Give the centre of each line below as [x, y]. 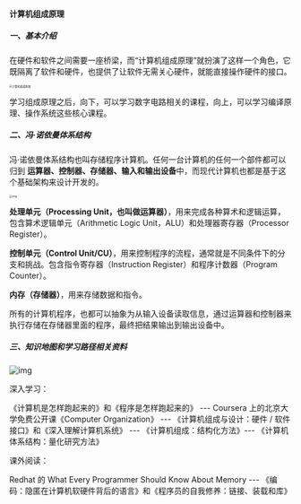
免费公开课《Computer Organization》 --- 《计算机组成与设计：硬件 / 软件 [154, 419]
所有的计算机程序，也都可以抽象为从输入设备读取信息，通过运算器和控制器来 [150, 313]
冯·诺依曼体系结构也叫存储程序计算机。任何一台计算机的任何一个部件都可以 [148, 159]
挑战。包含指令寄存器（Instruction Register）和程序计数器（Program [151, 264]
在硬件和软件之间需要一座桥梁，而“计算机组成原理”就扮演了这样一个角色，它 [150, 60]
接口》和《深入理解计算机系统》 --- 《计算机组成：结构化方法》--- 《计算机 [149, 430]
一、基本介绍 [33, 36]
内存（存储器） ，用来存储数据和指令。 [78, 294]
